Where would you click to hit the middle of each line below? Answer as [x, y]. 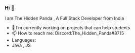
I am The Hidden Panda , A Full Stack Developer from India [64, 18]
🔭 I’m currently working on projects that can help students [71, 28]
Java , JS [21, 45]
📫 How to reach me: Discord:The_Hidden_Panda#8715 [68, 33]
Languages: [24, 40]
